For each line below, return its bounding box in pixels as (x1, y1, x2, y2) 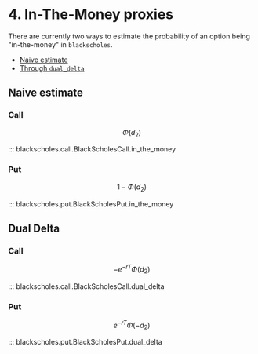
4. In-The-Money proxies (8, 5, 174, 24)
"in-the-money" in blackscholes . (8, 39, 113, 49)
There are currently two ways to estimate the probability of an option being (8, 31, 251, 41)
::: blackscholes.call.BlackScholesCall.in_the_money (8, 144, 176, 154)
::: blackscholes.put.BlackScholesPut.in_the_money (8, 199, 174, 209)
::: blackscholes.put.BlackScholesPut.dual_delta (8, 338, 162, 347)
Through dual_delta (19, 63, 85, 72)
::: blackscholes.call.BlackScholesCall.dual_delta (8, 281, 165, 291)
